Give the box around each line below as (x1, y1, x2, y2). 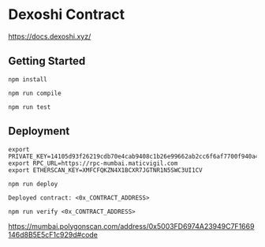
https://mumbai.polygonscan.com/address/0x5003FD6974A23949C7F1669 (8, 221, 255, 230)
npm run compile (8, 89, 62, 97)
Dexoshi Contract (8, 6, 125, 24)
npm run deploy (8, 180, 58, 188)
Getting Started (8, 54, 86, 68)
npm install (8, 75, 47, 84)
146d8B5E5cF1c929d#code (8, 230, 99, 239)
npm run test (8, 103, 51, 111)
